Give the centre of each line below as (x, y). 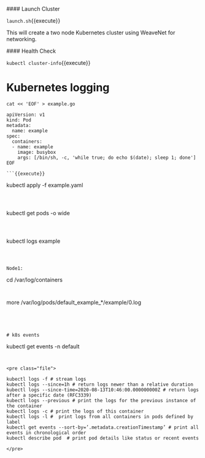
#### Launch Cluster (33, 9)
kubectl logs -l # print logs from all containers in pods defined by (100, 416)
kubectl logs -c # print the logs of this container (75, 411)
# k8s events (23, 335)
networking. (21, 39)
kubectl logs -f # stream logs (46, 379)
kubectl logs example (33, 241)
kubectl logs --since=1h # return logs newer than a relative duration (100, 384)
